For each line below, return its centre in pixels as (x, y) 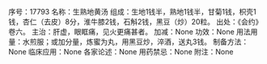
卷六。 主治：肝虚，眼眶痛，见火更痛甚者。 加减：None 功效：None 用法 (129, 32)
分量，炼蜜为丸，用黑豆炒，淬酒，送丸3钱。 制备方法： (157, 42)
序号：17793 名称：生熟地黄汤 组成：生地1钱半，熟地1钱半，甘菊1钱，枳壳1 (132, 12)
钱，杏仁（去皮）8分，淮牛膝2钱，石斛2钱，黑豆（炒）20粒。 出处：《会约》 (136, 22)
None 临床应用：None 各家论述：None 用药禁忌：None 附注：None (121, 52)
